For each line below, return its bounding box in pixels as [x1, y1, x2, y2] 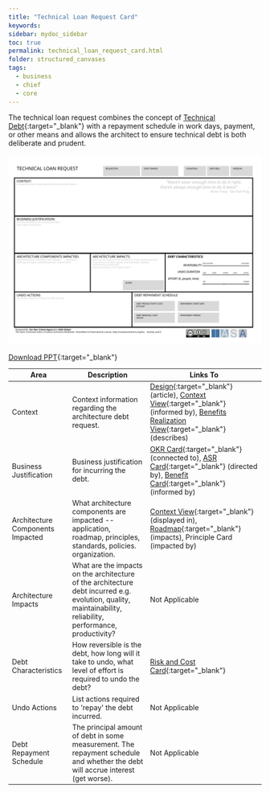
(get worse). [72, 773, 113, 783]
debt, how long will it [72, 648, 141, 659]
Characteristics [11, 666, 63, 676]
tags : [8, 64, 27, 72]
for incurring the [72, 466, 126, 475]
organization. [72, 549, 116, 559]
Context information [72, 394, 138, 404]
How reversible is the [72, 640, 142, 650]
